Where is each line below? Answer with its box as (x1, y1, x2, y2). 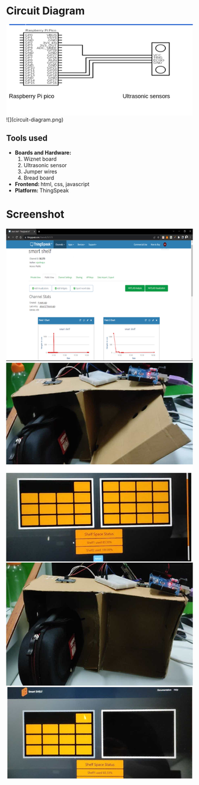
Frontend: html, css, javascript (14, 180, 90, 187)
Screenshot (6, 208, 65, 221)
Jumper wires (23, 168, 57, 175)
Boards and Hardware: (14, 149, 72, 156)
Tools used (6, 133, 48, 143)
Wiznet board (23, 155, 57, 162)
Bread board (23, 174, 54, 181)
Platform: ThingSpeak (14, 187, 69, 194)
